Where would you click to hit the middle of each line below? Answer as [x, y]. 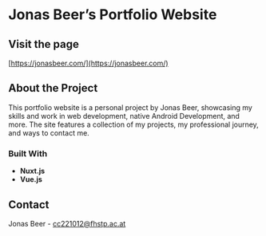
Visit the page [44, 44]
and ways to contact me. [49, 132]
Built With [28, 153]
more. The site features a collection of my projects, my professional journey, [134, 124]
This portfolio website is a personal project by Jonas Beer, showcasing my [131, 107]
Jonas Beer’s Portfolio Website [113, 15]
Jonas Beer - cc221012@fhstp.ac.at [67, 223]
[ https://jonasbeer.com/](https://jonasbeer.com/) [89, 63]
